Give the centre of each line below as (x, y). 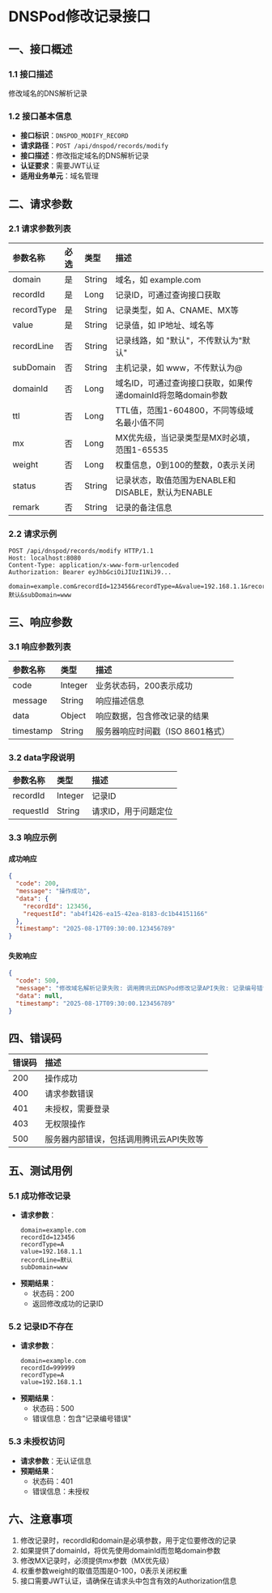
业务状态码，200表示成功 (144, 685)
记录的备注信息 (144, 507)
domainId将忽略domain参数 (176, 395)
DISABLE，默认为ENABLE (164, 492)
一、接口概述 (40, 49)
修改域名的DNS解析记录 (48, 93)
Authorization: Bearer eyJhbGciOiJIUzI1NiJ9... (90, 573)
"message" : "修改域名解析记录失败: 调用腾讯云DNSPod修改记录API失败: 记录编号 (136, 989)
